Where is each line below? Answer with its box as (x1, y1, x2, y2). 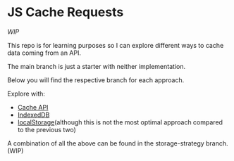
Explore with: (7, 89, 46, 98)
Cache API (17, 103, 49, 111)
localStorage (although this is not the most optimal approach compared (17, 117, 223, 127)
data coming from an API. (7, 49, 82, 57)
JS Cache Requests (7, 4, 124, 20)
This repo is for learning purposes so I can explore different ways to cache (7, 41, 224, 49)
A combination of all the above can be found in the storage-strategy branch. (7, 139, 228, 148)
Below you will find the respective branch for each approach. (7, 75, 185, 84)
